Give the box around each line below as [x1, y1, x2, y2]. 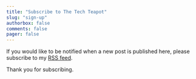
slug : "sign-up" [6, 14, 47, 21]
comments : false [6, 25, 47, 32]
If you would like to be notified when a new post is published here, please [6, 48, 190, 55]
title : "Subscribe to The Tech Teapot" [6, 8, 107, 15]
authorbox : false [6, 20, 50, 26]
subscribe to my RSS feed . [6, 54, 73, 62]
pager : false [6, 31, 39, 37]
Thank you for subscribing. [6, 66, 74, 73]
